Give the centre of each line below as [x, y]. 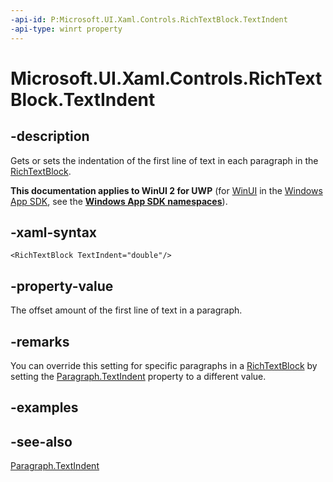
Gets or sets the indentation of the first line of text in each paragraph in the [164, 160]
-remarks [40, 341]
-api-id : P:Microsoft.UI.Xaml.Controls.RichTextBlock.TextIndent [149, 19]
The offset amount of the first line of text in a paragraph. [126, 310]
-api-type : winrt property [66, 29]
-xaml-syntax [54, 232]
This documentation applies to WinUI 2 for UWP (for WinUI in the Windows [166, 190]
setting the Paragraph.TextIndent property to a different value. [138, 376]
